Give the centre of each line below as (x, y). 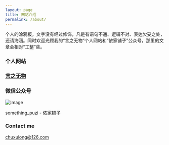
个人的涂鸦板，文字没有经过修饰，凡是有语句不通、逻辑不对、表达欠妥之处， (85, 34)
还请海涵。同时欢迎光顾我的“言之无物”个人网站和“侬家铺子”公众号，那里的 (82, 40)
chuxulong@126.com (27, 137)
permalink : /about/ (26, 19)
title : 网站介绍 (21, 15)
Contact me (20, 126)
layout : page (19, 10)
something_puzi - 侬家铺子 (33, 113)
